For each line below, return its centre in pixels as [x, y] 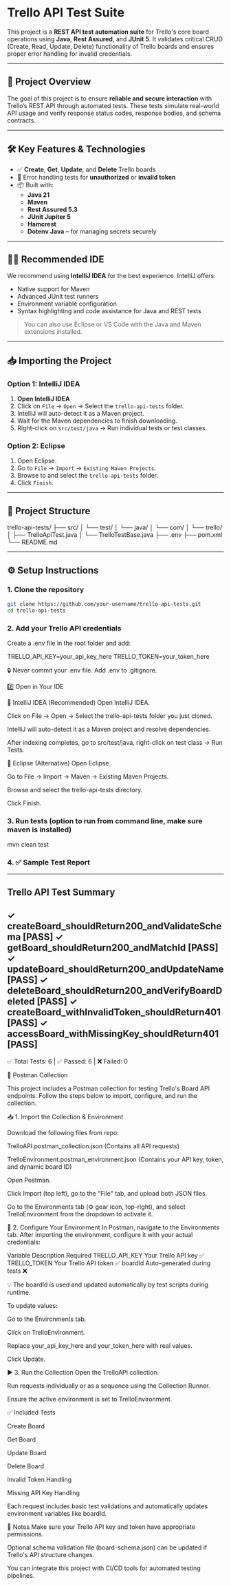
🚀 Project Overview [49, 82]
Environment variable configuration [67, 304]
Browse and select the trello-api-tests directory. [75, 790]
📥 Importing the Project [59, 360]
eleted [21, 1002]
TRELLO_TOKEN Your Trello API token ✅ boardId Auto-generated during [109, 1263]
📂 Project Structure [49, 511]
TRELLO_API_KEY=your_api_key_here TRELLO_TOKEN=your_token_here [108, 656]
